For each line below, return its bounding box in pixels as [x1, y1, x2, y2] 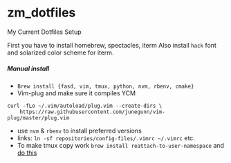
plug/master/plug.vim [7, 114, 70, 122]
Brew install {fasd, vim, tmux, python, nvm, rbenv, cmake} [17, 83, 194, 90]
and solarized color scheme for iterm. [7, 48, 114, 57]
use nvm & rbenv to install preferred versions [17, 126, 142, 135]
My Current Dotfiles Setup [7, 28, 82, 36]
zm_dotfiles [7, 5, 76, 21]
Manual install [7, 64, 50, 73]
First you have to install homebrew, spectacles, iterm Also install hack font [7, 41, 216, 49]
